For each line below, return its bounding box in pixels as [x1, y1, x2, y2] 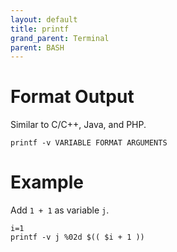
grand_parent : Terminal [10, 33, 110, 43]
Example [10, 171, 84, 194]
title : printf [10, 24, 70, 34]
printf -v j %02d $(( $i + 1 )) [10, 232, 145, 243]
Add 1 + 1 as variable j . [10, 204, 110, 216]
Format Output [10, 86, 135, 108]
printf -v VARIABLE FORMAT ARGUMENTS [10, 138, 168, 148]
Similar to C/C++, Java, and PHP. [10, 119, 147, 131]
